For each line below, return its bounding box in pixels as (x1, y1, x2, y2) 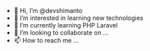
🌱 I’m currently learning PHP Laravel (13, 21, 118, 29)
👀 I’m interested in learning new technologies (13, 14, 144, 22)
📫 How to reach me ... (13, 37, 79, 44)
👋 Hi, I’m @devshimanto (13, 7, 83, 14)
